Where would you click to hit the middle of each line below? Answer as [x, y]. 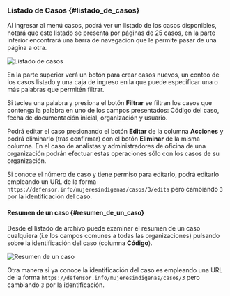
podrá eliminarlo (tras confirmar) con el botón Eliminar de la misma [104, 139]
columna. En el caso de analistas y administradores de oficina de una [107, 146]
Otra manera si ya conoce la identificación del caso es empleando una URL [115, 270]
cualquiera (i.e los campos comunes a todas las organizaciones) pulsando [114, 235]
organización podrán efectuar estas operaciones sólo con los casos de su [113, 154]
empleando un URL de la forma [52, 182]
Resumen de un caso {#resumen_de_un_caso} [76, 212]
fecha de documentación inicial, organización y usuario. [87, 118]
